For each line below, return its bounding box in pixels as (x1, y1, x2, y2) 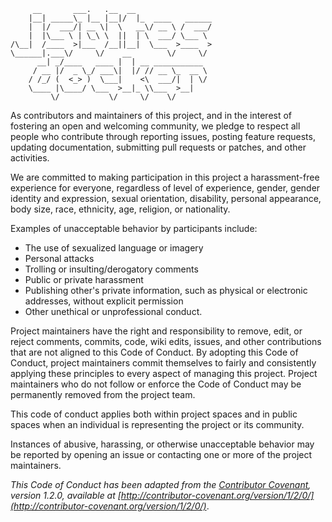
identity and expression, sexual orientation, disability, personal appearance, (10, 193, 322, 204)
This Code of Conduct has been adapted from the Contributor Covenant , (10, 479, 312, 490)
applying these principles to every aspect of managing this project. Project (10, 368, 318, 379)
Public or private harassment (24, 274, 144, 285)
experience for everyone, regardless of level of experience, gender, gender (10, 182, 321, 194)
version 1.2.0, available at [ (10, 490, 122, 501)
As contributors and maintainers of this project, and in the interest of (10, 110, 293, 121)
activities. (10, 152, 50, 164)
